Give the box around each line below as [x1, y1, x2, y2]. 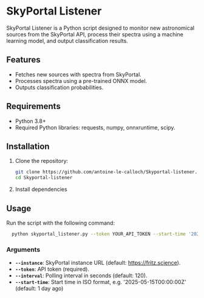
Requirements [6, 101, 61, 111]
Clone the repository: [15, 157, 69, 165]
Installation [6, 141, 50, 151]
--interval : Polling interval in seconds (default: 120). [15, 272, 148, 279]
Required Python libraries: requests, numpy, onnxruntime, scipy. [15, 124, 175, 131]
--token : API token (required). [15, 265, 90, 273]
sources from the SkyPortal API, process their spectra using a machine [6, 30, 184, 38]
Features [6, 55, 41, 65]
